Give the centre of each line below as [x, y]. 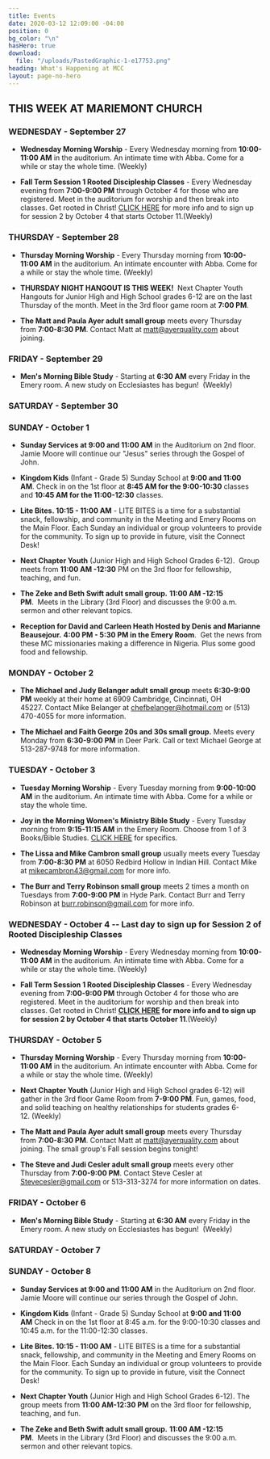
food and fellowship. [54, 652]
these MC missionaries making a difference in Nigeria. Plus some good [137, 644]
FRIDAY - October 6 [47, 1203]
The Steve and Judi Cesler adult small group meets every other [127, 1165]
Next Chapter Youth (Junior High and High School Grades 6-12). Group [140, 561]
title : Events [32, 16]
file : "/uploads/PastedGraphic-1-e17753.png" [93, 61]
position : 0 [28, 31]
